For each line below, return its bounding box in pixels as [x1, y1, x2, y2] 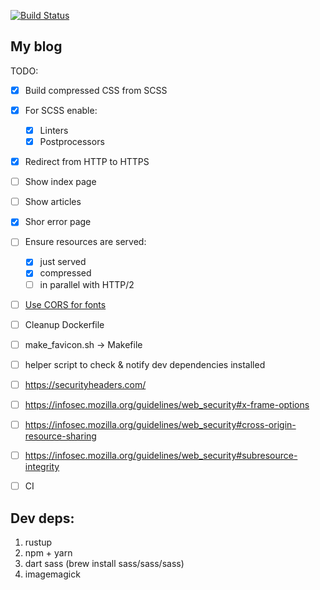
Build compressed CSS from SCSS [24, 84, 168, 96]
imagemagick [24, 568, 81, 580]
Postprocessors [39, 136, 105, 147]
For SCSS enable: [24, 104, 98, 116]
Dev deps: [10, 510, 75, 527]
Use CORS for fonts [24, 298, 107, 310]
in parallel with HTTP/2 [39, 278, 135, 290]
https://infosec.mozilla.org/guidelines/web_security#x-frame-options [24, 398, 310, 410]
